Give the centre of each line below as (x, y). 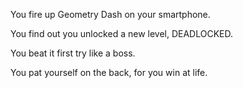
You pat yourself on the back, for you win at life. (109, 72)
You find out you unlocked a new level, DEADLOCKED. (122, 33)
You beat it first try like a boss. (73, 53)
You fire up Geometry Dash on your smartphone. (110, 14)
